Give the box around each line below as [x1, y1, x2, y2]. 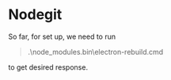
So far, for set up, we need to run [8, 32, 116, 41]
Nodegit [8, 6, 63, 24]
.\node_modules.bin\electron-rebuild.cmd [27, 47, 164, 56]
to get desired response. [8, 62, 89, 72]
